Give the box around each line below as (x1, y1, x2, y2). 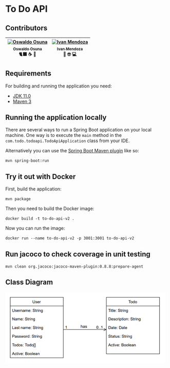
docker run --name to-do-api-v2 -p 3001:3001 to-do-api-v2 (5, 236, 135, 241)
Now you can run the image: (5, 225, 65, 232)
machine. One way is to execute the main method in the (5, 132, 122, 138)
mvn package (5, 197, 31, 202)
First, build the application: (5, 186, 62, 192)
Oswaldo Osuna (13, 46, 42, 51)
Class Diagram (5, 278, 53, 287)
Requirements (5, 69, 51, 78)
